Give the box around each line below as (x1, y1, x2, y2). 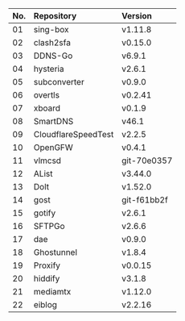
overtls (33, 90, 60, 100)
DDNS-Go (33, 50, 73, 61)
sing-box (33, 24, 70, 35)
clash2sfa (33, 37, 71, 48)
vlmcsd (33, 155, 62, 166)
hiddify (33, 273, 60, 284)
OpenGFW (33, 142, 74, 152)
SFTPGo (33, 221, 66, 231)
